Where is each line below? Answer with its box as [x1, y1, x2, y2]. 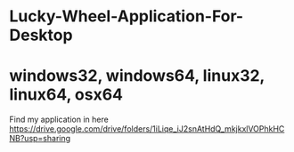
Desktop [9, 25, 73, 45]
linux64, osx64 [9, 84, 123, 105]
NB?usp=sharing [9, 133, 71, 144]
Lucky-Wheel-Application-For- [9, 6, 244, 27]
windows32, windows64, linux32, [9, 66, 265, 86]
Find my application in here [9, 114, 109, 125]
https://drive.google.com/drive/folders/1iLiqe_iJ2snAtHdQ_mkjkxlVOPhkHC [9, 124, 285, 134]
